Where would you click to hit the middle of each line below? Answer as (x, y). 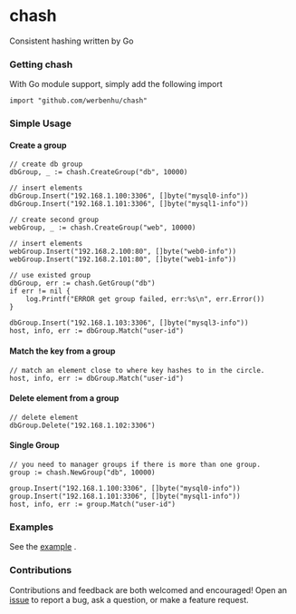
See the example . (43, 547)
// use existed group (50, 276)
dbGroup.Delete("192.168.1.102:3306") (82, 425)
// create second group (54, 220)
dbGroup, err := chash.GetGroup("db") (82, 283)
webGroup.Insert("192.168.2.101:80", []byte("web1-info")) (123, 259)
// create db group (46, 164)
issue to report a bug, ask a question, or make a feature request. (129, 599)
